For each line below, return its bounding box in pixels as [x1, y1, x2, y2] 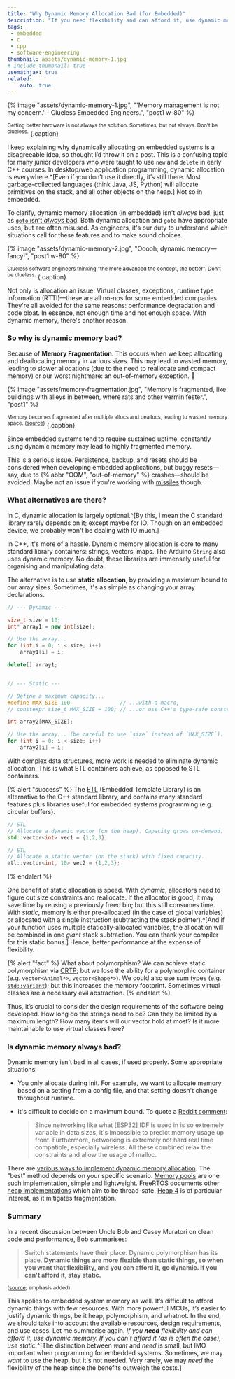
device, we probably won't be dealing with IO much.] [7, 526, 159, 534]
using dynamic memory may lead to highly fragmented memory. [7, 442, 192, 450]
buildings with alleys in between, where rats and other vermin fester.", [7, 393, 208, 401]
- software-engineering [10, 50, 80, 57]
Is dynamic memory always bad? [7, 1042, 122, 1052]
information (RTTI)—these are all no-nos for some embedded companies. [7, 293, 219, 302]
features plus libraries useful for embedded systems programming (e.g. [7, 799, 213, 808]
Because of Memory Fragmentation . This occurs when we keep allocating [7, 349, 222, 358]
